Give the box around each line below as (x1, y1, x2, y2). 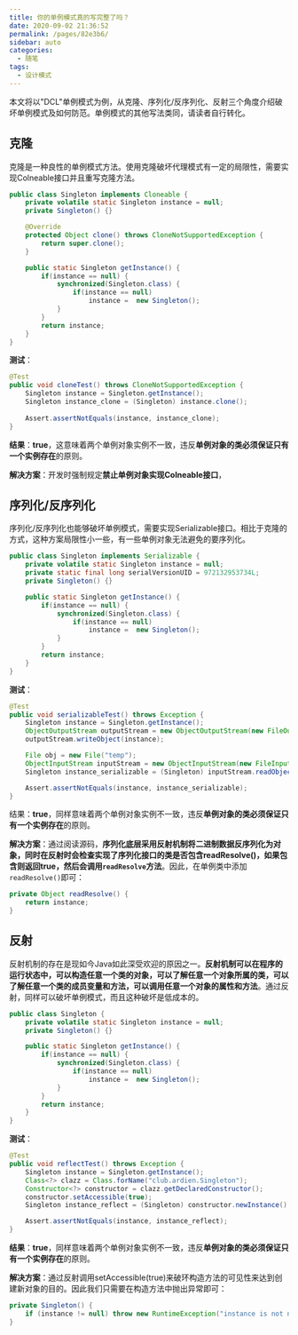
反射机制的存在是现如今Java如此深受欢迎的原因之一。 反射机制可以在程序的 (9, 958, 284, 969)
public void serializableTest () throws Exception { (9, 710, 204, 719)
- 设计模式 (17, 71, 52, 80)
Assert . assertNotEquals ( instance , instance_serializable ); (25, 783, 248, 792)
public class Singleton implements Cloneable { (9, 190, 189, 199)
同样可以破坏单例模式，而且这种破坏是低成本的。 (24, 991, 204, 1002)
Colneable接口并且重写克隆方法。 (16, 172, 140, 183)
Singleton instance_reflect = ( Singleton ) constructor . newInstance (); (25, 1201, 292, 1210)
